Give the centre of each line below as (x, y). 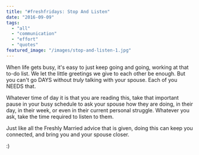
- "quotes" (25, 45)
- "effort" (25, 39)
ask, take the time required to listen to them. (60, 116)
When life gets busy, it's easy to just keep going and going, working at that (97, 67)
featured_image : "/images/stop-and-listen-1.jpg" (69, 50)
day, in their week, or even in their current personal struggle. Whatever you (98, 110)
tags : (13, 23)
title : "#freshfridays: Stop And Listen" (58, 12)
